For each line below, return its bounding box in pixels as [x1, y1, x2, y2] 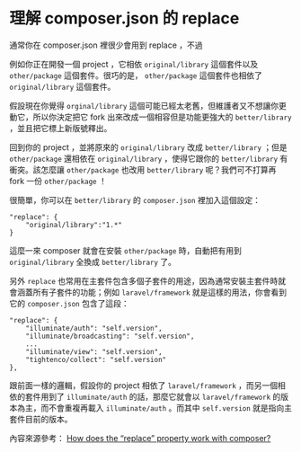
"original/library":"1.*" [25, 220, 123, 229]
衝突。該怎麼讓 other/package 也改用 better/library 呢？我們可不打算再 [9, 164, 277, 175]
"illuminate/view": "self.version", [25, 347, 164, 356]
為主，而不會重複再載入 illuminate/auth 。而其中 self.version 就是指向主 [16, 402, 293, 413]
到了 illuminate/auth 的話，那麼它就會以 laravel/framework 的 [48, 391, 281, 402]
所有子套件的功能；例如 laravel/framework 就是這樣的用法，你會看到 [32, 287, 288, 297]
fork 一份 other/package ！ [9, 175, 108, 186]
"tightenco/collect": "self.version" [25, 355, 167, 364]
